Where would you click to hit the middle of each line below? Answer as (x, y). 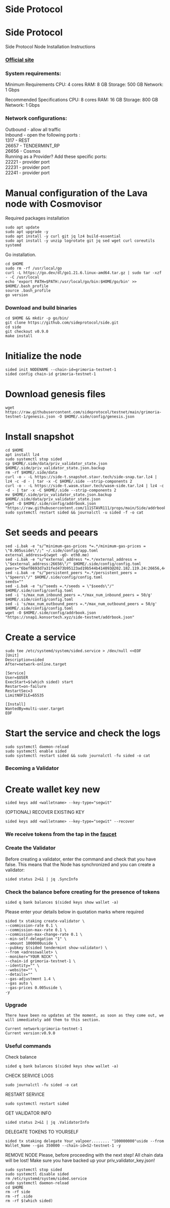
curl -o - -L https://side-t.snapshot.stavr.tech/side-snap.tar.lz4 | (81, 477)
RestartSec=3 (19, 691)
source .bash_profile (28, 291)
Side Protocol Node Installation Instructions (50, 47)
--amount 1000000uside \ (31, 943)
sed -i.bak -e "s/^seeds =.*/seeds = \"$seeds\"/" (60, 586)
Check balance (21, 1057)
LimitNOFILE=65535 (25, 695)
